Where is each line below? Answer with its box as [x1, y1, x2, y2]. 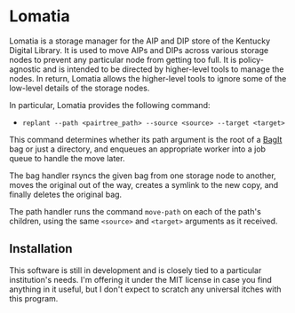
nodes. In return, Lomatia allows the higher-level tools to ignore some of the [9, 73, 287, 83]
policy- [238, 54, 265, 65]
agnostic [9, 64, 42, 74]
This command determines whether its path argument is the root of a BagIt [9, 134, 283, 145]
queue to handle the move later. [9, 153, 125, 163]
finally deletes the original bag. [9, 189, 123, 200]
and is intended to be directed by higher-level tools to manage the [43, 64, 284, 74]
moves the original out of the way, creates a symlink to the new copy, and [9, 179, 279, 190]
